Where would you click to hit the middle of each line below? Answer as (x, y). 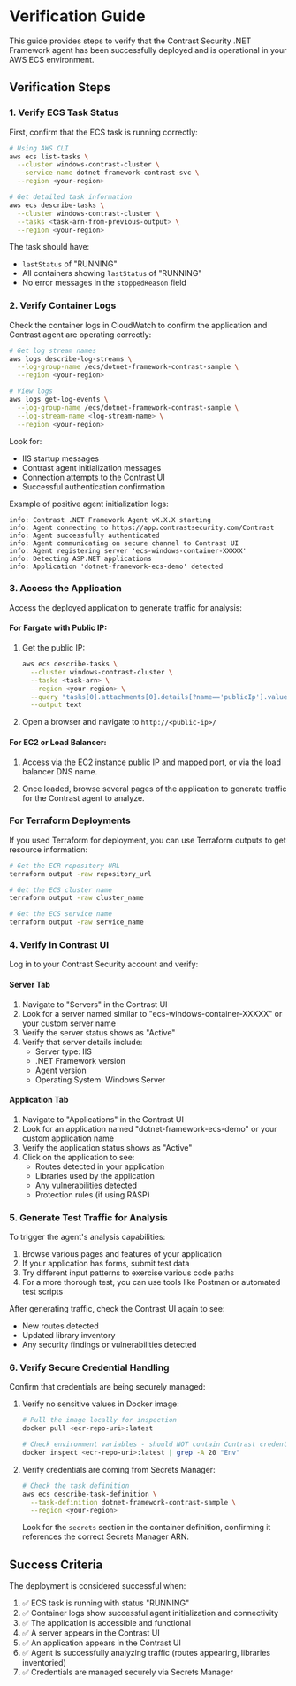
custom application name (68, 1138)
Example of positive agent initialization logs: (89, 504)
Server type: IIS (64, 1051)
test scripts (42, 1292)
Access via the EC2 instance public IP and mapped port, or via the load (151, 762)
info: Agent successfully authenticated (85, 535)
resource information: (49, 849)
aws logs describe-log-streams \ (71, 359)
